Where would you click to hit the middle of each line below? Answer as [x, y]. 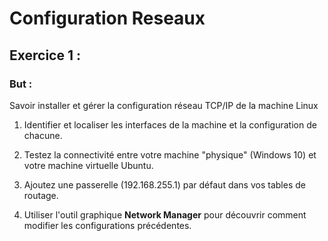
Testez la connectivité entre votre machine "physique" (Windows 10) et [170, 154]
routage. [41, 195]
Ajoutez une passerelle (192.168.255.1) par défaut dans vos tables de [164, 184]
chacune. [43, 135]
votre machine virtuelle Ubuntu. [88, 165]
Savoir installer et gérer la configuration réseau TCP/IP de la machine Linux [164, 105]
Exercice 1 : [45, 55]
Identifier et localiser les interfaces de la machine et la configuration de [170, 124]
